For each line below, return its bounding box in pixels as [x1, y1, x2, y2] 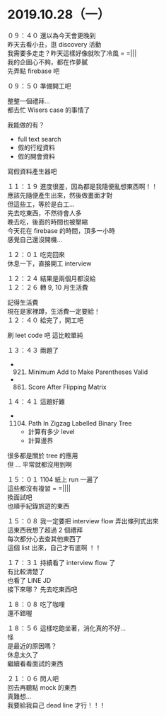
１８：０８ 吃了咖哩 [7, 600, 65, 608]
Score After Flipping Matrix [28, 382, 107, 391]
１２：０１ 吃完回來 [7, 250, 65, 258]
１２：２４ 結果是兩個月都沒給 [7, 274, 96, 283]
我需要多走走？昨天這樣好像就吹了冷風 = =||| [7, 49, 137, 57]
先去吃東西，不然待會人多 [7, 208, 82, 217]
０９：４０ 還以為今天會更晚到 [7, 31, 96, 40]
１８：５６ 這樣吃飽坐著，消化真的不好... [7, 624, 126, 632]
